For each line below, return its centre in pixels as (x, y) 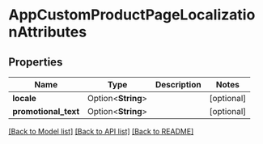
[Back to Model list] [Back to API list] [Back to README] (101, 131)
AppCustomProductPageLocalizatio (132, 15)
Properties (36, 62)
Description (178, 85)
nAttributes (48, 32)
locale (24, 98)
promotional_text (46, 111)
